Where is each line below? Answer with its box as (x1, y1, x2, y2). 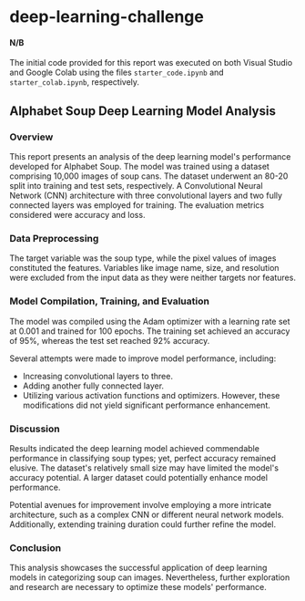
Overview (9, 130, 54, 143)
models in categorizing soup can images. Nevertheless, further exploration (9, 572, 290, 583)
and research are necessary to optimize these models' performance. (9, 582, 267, 593)
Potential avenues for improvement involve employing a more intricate (9, 499, 271, 510)
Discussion (9, 422, 61, 435)
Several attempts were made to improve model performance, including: (9, 353, 277, 364)
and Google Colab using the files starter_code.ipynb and (9, 67, 225, 78)
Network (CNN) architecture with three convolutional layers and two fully (9, 190, 283, 202)
